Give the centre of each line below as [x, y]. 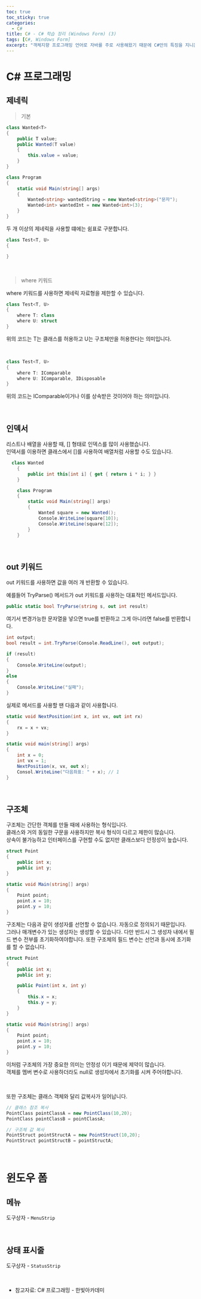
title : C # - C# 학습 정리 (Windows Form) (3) [61, 34]
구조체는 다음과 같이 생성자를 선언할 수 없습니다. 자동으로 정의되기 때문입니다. [96, 924]
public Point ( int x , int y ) [52, 986]
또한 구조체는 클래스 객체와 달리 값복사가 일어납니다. [67, 1096]
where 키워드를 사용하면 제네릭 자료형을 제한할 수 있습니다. [75, 293]
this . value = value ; [53, 156]
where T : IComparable [44, 373]
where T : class [36, 315]
